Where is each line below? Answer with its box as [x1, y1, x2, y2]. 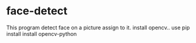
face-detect [6, 4, 68, 18]
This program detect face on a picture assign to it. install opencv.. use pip [6, 24, 190, 31]
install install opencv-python [6, 30, 77, 37]
